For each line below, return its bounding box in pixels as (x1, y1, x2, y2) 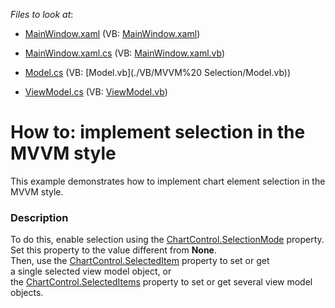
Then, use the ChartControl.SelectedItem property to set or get (10, 255, 270, 267)
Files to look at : (10, 9, 74, 20)
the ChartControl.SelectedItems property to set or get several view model (10, 276, 313, 288)
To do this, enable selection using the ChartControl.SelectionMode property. (10, 234, 325, 246)
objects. (10, 287, 44, 299)
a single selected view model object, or (10, 265, 172, 278)
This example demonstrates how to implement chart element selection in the (10, 175, 326, 187)
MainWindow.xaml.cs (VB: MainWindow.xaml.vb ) (24, 47, 226, 59)
